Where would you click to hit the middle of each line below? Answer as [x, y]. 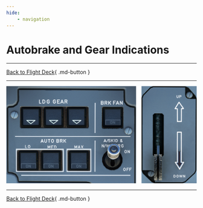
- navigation [34, 19]
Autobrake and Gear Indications [88, 50]
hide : [13, 13]
